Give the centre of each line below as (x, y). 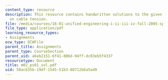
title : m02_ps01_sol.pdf (31, 65)
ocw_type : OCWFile (24, 42)
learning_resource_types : (32, 33)
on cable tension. (29, 19)
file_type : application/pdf (34, 28)
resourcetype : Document (30, 61)
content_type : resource (30, 10)
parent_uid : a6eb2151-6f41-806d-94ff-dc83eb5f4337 (59, 56)
